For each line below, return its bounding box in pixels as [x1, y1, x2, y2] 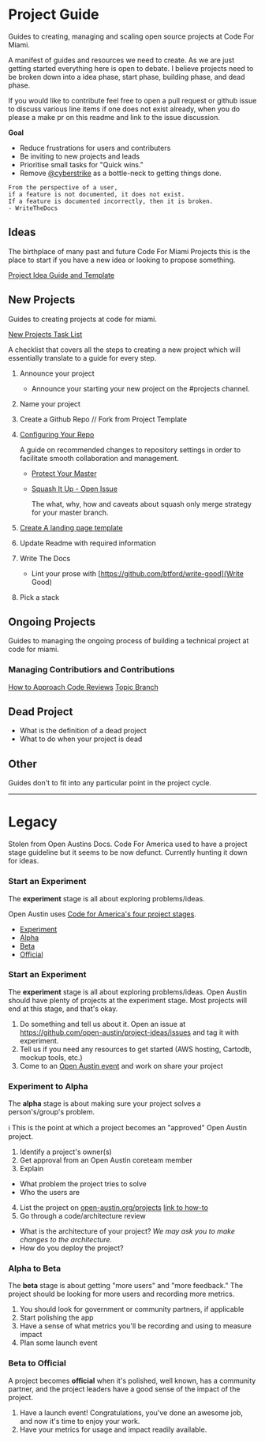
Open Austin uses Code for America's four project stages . [8, 909, 197, 919]
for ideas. [8, 856, 39, 866]
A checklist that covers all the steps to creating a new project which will [8, 345, 241, 354]
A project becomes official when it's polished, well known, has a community [8, 1376, 256, 1385]
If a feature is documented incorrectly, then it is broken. [8, 197, 214, 205]
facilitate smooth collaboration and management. [19, 453, 179, 463]
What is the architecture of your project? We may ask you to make [19, 1227, 235, 1236]
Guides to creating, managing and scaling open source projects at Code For [8, 32, 255, 41]
